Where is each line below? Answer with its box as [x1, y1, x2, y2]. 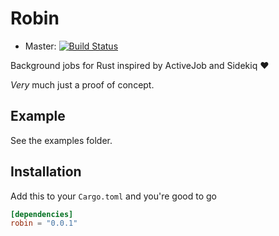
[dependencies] [10, 209, 74, 219]
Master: [24, 40, 57, 52]
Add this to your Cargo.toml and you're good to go [10, 190, 217, 202]
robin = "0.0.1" [10, 218, 78, 229]
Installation [10, 163, 82, 181]
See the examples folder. [10, 134, 113, 146]
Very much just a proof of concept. [10, 78, 155, 91]
